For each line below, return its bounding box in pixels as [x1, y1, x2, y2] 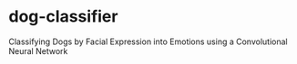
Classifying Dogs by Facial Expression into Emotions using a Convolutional [8, 36, 288, 47]
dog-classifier [8, 6, 118, 27]
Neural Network [8, 45, 68, 56]
